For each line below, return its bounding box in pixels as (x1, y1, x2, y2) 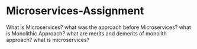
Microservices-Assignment (6, 4, 144, 18)
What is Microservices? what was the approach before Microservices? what (6, 24, 191, 31)
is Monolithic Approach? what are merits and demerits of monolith (6, 30, 167, 37)
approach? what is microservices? (6, 36, 90, 43)
